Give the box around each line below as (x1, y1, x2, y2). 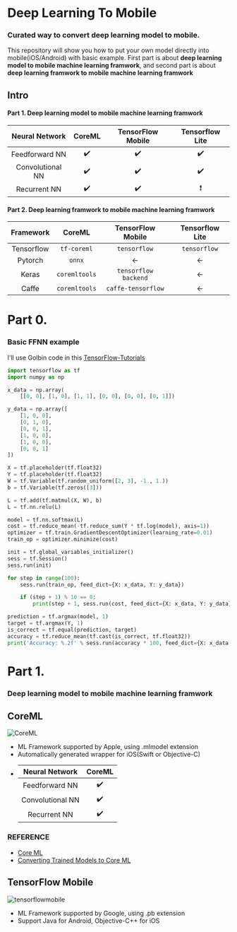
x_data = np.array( (7, 387, 65, 394)
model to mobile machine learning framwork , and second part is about (7, 61, 217, 70)
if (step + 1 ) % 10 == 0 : (20, 594, 97, 601)
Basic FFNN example (7, 337, 80, 347)
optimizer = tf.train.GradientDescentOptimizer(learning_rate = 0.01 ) (7, 529, 213, 536)
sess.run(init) (7, 562, 52, 569)
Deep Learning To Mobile (7, 5, 157, 21)
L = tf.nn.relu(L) (7, 503, 61, 510)
